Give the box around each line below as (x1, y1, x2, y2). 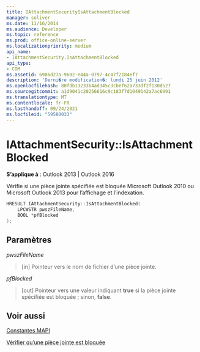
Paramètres (6, 235, 52, 245)
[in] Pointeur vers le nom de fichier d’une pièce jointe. (21, 263, 157, 270)
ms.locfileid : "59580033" (6, 111, 72, 117)
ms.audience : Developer (6, 26, 67, 32)
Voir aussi (6, 311, 45, 321)
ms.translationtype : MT (6, 94, 67, 100)
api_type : (6, 60, 32, 66)
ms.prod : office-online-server (6, 37, 86, 43)
